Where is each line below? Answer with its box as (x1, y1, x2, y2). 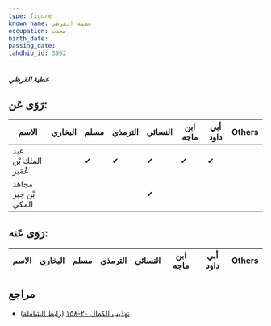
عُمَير (12, 165, 30, 177)
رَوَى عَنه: (8, 226, 48, 240)
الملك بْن (12, 155, 43, 166)
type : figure (8, 11, 52, 20)
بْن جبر (12, 189, 35, 200)
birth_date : (8, 34, 48, 43)
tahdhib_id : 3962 (8, 49, 67, 57)
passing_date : (8, 42, 56, 50)
